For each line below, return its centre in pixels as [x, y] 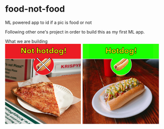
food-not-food [35, 9]
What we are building [26, 41]
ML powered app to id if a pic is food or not [48, 22]
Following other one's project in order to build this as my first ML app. [75, 32]
